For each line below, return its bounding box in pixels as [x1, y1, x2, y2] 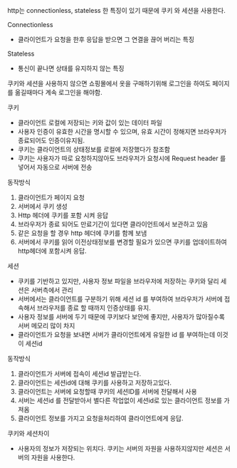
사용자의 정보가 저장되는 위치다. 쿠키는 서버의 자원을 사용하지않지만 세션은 [17, 444, 223, 452]
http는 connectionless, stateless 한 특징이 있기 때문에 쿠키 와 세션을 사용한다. [7, 6, 226, 14]
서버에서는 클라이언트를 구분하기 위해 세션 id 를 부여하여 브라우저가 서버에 [17, 295, 223, 303]
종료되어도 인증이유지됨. [17, 136, 85, 145]
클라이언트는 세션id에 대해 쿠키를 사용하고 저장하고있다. [17, 378, 172, 387]
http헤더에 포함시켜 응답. [17, 246, 87, 255]
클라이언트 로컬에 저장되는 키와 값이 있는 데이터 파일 [17, 118, 162, 127]
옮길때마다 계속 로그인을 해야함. [14, 88, 102, 96]
